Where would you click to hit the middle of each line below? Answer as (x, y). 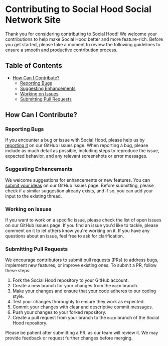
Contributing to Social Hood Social (78, 9)
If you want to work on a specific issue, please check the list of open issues (83, 220)
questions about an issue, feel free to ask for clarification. (65, 236)
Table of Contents (34, 66)
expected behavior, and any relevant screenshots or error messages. (76, 156)
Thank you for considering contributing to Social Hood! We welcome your (81, 34)
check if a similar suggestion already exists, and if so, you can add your (79, 191)
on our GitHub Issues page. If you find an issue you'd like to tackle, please (82, 225)
